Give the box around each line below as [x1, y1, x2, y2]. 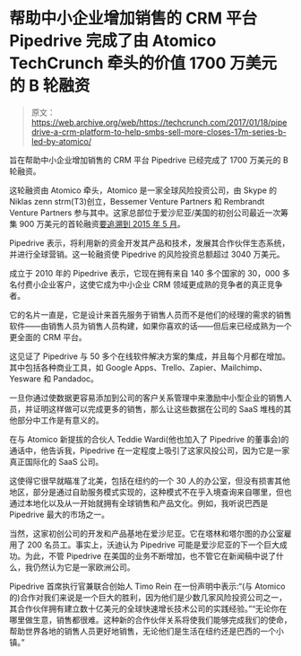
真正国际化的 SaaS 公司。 [9, 456, 104, 467]
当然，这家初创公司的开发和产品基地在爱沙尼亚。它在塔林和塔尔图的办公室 [9, 528, 284, 538]
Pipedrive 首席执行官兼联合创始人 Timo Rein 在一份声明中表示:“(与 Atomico [9, 581, 286, 591]
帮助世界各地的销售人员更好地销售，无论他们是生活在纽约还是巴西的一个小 [9, 625, 284, 636]
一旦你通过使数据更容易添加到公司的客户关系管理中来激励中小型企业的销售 [9, 392, 284, 403]
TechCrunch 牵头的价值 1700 [9, 53, 227, 74]
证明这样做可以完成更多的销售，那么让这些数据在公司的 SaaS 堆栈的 [32, 403, 284, 414]
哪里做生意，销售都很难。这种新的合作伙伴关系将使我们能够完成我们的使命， [9, 614, 292, 625]
